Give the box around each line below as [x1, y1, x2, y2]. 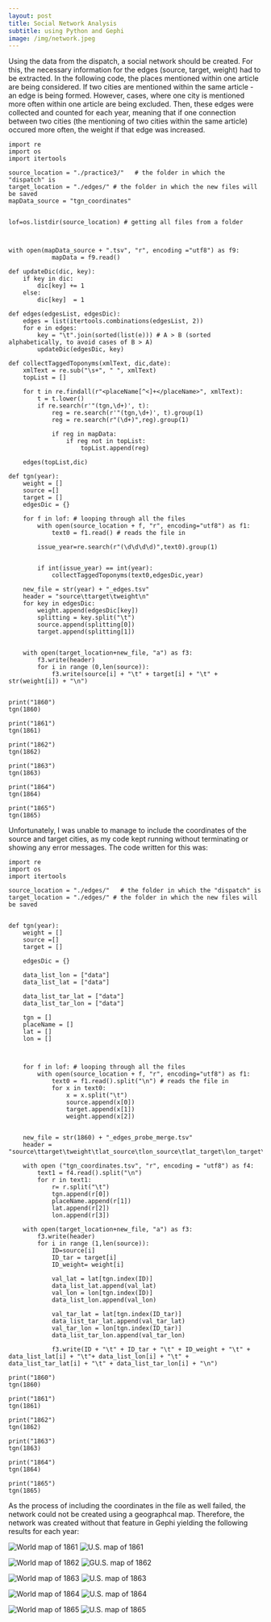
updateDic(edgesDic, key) [37, 345, 125, 353]
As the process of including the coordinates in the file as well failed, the [8, 1501, 246, 1511]
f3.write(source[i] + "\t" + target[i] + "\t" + [51, 671, 219, 679]
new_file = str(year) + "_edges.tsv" [23, 586, 150, 594]
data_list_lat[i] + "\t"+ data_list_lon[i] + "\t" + [8, 1352, 190, 1361]
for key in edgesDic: [23, 600, 95, 608]
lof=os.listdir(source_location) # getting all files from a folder [8, 219, 244, 227]
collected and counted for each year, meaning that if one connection [8, 108, 236, 118]
